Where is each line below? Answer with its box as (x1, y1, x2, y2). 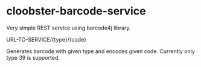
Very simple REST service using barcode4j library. (6, 24, 131, 31)
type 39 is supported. (6, 54, 60, 61)
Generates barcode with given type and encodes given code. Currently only (6, 47, 195, 55)
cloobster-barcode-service (6, 4, 146, 18)
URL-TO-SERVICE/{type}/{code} (6, 36, 86, 43)
